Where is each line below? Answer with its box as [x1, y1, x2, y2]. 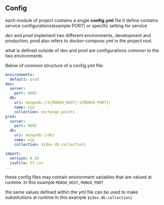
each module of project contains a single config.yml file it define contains [5, 17, 158, 23]
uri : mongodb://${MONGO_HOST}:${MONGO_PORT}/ [14, 100, 111, 105]
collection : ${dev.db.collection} [14, 142, 86, 147]
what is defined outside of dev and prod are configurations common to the [5, 47, 159, 53]
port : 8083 [14, 91, 37, 96]
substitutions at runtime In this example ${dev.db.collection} [5, 194, 133, 200]
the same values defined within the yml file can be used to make [5, 189, 138, 195]
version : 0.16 [10, 155, 39, 161]
